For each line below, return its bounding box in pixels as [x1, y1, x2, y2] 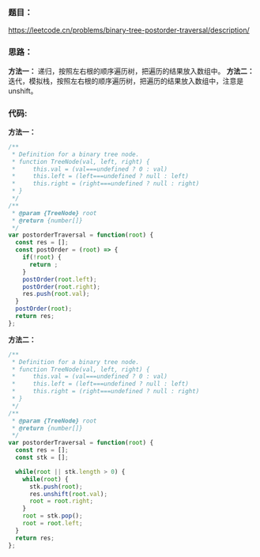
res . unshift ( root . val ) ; [28, 490, 108, 498]
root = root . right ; [28, 497, 93, 506]
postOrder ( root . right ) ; [22, 282, 101, 290]
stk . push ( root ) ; [28, 483, 83, 491]
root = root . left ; [22, 520, 83, 528]
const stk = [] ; [15, 453, 69, 462]
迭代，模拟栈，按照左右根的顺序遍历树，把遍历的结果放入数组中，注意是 [8, 76, 243, 85]
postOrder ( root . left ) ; [22, 275, 97, 283]
